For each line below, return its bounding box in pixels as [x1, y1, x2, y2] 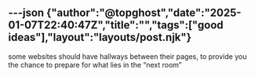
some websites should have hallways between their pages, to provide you [8, 51, 247, 61]
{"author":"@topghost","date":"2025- [46, 6, 242, 20]
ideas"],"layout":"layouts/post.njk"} [8, 31, 192, 44]
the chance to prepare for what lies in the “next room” [8, 60, 182, 69]
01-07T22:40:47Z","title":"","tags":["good [8, 19, 224, 32]
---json [8, 6, 45, 20]
